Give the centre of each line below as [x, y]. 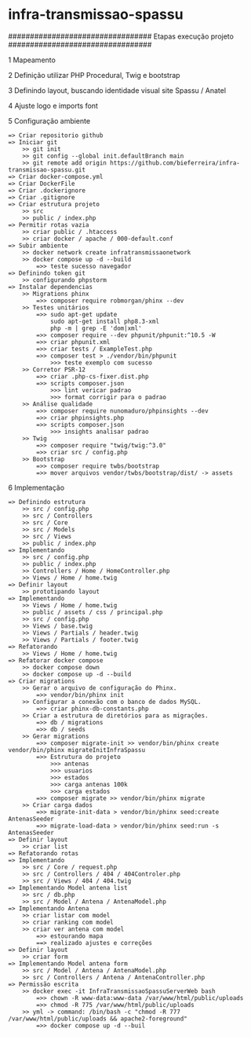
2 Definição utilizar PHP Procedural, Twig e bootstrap [94, 75]
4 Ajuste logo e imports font [53, 106]
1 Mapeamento [32, 60]
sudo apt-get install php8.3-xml [104, 321]
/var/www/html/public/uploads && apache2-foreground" [98, 1018]
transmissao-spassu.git [47, 170]
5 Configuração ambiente [49, 120]
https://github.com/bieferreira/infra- [175, 163]
